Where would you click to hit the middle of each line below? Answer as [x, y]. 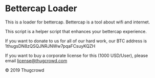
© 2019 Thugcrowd [25, 70]
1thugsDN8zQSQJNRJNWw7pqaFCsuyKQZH [50, 46]
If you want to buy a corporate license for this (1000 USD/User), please [77, 55]
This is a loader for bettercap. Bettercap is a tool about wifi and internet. [77, 22]
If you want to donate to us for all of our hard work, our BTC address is [76, 41]
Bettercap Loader [41, 9]
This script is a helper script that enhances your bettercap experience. [76, 31]
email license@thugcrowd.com [36, 60]
